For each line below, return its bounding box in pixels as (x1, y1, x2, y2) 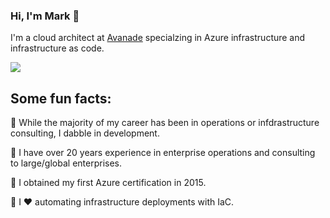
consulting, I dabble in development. (10, 127, 160, 139)
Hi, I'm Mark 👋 (10, 9, 80, 23)
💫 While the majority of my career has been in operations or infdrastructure (10, 117, 320, 129)
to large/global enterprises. (10, 157, 123, 169)
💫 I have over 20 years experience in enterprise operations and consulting (10, 147, 316, 159)
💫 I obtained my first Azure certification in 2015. (10, 177, 207, 189)
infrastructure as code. (10, 42, 105, 54)
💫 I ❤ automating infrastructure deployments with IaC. (10, 196, 235, 208)
